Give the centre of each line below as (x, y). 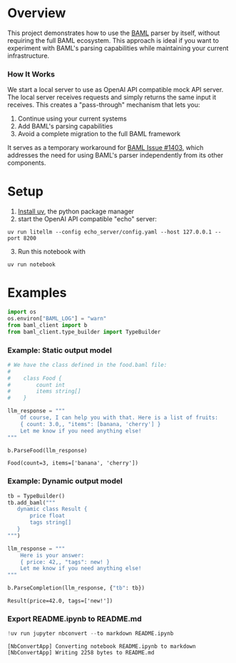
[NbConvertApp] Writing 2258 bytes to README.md (81, 653)
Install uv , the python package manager (76, 211)
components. (27, 163)
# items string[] (44, 391)
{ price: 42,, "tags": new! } (65, 562)
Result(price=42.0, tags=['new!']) (60, 601)
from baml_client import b (47, 325)
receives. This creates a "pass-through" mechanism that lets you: (104, 105)
